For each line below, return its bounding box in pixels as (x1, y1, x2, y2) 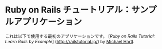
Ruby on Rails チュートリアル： (5, 4, 132, 15)
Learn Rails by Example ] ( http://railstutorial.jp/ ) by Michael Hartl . (5, 38, 135, 44)
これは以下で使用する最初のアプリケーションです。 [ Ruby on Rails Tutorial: (5, 33, 155, 39)
